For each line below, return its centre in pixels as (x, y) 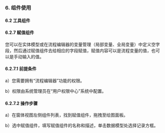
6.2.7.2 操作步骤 (21, 103)
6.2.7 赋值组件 (20, 32)
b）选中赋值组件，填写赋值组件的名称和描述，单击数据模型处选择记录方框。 (82, 126)
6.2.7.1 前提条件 (21, 69)
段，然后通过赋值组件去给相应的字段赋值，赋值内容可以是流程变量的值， (78, 51)
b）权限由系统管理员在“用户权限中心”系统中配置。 (56, 91)
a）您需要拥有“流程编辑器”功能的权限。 (45, 80)
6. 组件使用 (18, 7)
